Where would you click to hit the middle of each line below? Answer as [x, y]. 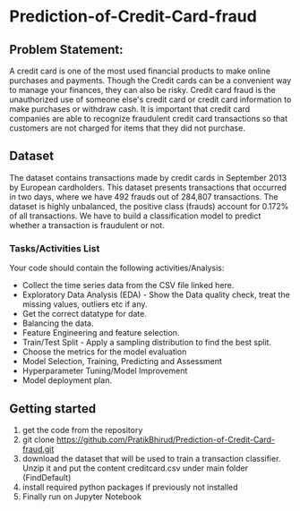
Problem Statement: [66, 50]
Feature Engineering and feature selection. [101, 333]
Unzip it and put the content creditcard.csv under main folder [135, 468]
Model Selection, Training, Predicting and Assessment [122, 362]
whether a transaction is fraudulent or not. [87, 225]
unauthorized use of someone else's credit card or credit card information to [150, 99]
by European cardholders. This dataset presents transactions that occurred [148, 187]
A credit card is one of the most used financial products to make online [140, 71]
